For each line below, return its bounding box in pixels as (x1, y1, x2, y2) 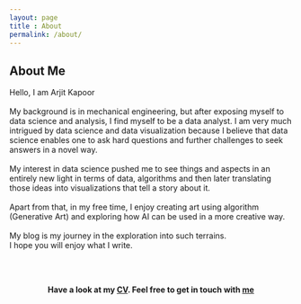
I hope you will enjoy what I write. (9, 240, 133, 251)
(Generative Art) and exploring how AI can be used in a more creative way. (9, 211, 286, 222)
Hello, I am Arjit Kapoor (9, 87, 95, 98)
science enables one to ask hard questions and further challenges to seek (9, 135, 283, 146)
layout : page (9, 13, 58, 22)
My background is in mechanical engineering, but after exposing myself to (9, 106, 285, 117)
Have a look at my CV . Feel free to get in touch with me (48, 284, 254, 295)
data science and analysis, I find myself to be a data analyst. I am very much (9, 116, 292, 127)
